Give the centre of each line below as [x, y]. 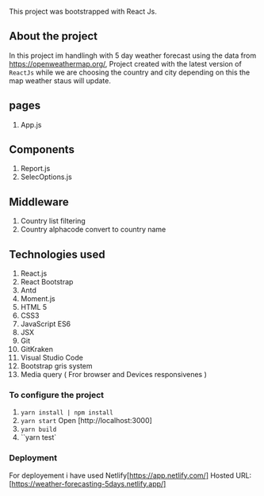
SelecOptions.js [46, 177]
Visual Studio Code [52, 358]
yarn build [38, 430]
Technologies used [57, 254]
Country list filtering [53, 221]
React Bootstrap [47, 282]
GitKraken [37, 349]
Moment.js [38, 299]
